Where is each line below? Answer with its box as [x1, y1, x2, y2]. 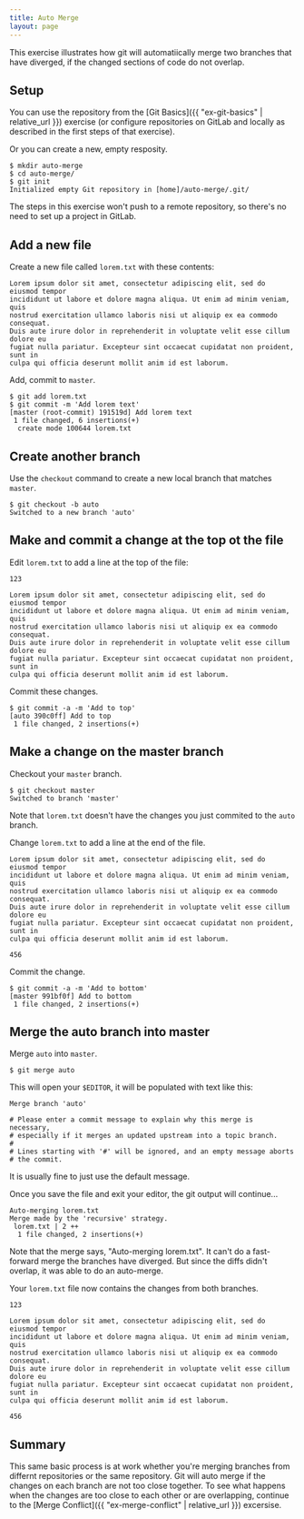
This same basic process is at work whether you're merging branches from [9, 1461, 290, 1472]
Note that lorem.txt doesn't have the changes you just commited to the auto [9, 810, 296, 820]
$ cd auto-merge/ [9, 169, 75, 178]
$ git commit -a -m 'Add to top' [9, 703, 136, 712]
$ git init [9, 177, 51, 186]
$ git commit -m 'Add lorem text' [9, 400, 141, 409]
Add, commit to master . [9, 375, 96, 386]
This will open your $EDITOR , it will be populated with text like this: [9, 1081, 254, 1092]
